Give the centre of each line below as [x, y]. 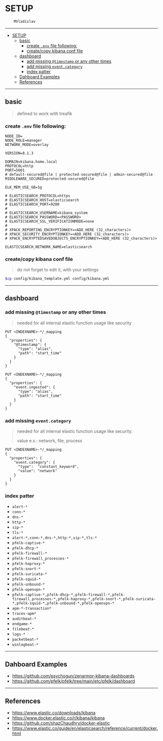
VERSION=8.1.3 [19, 153]
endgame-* [22, 624]
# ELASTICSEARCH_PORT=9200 [32, 204]
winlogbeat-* [25, 645]
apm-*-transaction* [32, 609]
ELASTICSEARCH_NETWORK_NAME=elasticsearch [49, 247]
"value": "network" [37, 471]
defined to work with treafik [45, 113]
